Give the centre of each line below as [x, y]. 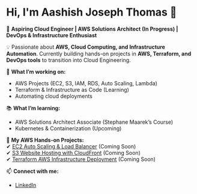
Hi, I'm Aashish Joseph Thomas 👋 [92, 12]
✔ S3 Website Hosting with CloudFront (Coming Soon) [74, 153]
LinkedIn [26, 185]
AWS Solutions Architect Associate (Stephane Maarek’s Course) [94, 122]
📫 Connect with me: [32, 171]
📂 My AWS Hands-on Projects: [45, 140]
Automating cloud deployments [54, 96]
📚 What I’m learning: [33, 108]
